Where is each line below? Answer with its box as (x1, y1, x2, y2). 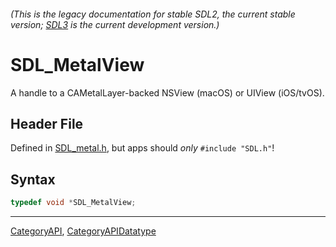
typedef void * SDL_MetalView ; (10, 198, 137, 208)
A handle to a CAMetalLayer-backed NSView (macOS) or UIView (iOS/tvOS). (10, 86, 325, 99)
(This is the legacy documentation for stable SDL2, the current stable (10, 8, 296, 20)
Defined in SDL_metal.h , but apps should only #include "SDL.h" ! (10, 142, 275, 154)
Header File (10, 115, 84, 132)
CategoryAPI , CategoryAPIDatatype (10, 225, 157, 237)
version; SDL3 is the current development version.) (10, 18, 220, 30)
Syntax (10, 171, 56, 188)
